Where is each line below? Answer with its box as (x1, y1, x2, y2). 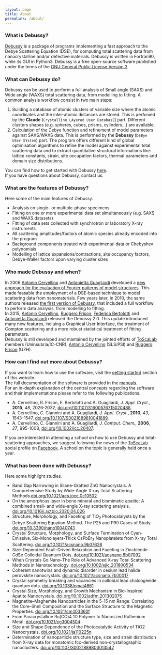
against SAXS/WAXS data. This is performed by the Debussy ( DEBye (12, 132, 147, 138)
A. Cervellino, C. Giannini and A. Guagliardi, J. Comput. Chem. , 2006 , (12, 420, 150, 426)
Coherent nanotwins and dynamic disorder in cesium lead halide (12, 567, 141, 573)
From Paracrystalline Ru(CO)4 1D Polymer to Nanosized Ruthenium (12, 613, 146, 619)
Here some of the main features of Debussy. (5, 196, 93, 202)
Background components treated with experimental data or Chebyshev (12, 241, 154, 247)
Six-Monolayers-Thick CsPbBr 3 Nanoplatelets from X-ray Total (32, 535, 157, 542)
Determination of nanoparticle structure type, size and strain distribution (12, 634, 156, 640)
